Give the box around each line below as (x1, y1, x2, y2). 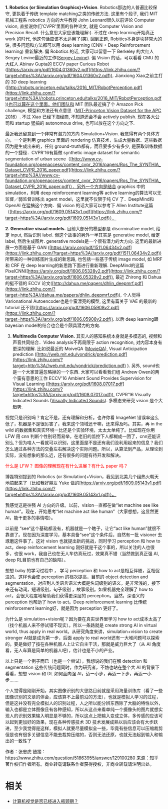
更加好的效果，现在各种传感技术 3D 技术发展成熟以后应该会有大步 (18, 719, 154, 725)
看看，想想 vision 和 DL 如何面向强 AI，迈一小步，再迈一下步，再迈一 (5, 671, 147, 676)
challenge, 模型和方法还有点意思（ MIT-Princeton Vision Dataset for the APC (5, 108, 161, 113)
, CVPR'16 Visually (113, 392, 151, 397)
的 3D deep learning (5, 79, 46, 84)
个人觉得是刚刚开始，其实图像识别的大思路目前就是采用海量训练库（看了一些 (5, 688, 163, 693)
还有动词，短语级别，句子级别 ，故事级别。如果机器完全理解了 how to (9, 586, 153, 592)
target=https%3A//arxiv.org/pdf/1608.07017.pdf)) (12, 392, 114, 397)
